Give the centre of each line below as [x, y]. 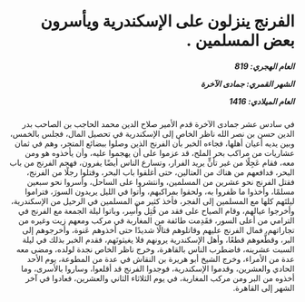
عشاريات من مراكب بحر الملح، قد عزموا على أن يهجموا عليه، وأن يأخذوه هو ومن [160, 153]
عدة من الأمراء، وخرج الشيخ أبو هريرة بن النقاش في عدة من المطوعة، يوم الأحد [161, 259]
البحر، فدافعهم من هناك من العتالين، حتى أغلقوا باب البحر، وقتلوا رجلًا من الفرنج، [160, 172]
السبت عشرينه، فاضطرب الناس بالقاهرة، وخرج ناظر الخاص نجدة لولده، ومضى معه [155, 249]
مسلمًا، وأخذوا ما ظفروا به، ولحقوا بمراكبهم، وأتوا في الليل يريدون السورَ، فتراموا [160, 191]
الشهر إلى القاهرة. [264, 288]
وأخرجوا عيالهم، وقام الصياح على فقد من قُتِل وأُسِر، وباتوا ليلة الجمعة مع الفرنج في [157, 211]
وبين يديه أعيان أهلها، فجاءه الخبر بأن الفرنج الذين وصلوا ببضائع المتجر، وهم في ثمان [154, 143]
